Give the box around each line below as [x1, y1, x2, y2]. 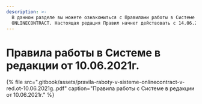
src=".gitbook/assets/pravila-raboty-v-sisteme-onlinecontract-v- [23, 79, 185, 86]
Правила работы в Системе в [6, 46, 161, 60]
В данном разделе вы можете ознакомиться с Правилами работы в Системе [11, 14, 195, 20]
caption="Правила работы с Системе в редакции [68, 85, 195, 92]
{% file [6, 79, 23, 86]
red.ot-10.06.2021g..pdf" [6, 85, 67, 92]
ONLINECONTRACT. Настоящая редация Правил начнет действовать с [11, 20, 176, 26]
